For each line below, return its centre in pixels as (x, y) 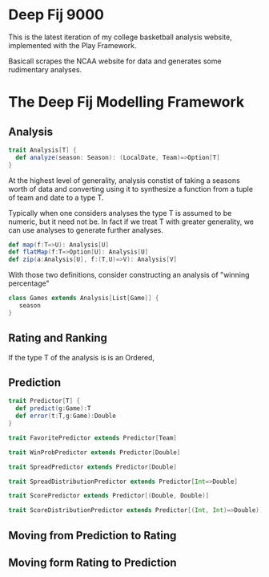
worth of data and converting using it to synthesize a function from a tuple (131, 189)
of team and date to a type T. (56, 197)
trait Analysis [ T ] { (43, 150)
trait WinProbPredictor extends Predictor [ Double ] (94, 452)
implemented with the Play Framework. (72, 45)
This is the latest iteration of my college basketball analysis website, (120, 37)
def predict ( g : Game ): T (53, 408)
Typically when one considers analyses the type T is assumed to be (120, 213)
